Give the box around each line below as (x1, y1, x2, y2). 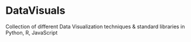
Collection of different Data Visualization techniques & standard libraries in (5, 23, 185, 30)
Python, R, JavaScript (5, 29, 58, 36)
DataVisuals (5, 4, 66, 17)
